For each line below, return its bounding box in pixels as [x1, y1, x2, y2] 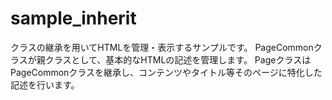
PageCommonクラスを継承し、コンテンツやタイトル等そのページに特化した [10, 66, 323, 78]
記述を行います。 [10, 78, 80, 91]
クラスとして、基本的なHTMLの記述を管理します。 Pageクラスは [44, 53, 312, 66]
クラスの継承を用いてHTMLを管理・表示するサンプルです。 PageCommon [10, 41, 314, 53]
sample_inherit [10, 7, 137, 30]
